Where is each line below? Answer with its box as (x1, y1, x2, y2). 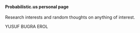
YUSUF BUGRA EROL (5, 24, 48, 30)
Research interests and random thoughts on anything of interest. (5, 14, 136, 20)
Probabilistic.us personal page (5, 4, 69, 10)
